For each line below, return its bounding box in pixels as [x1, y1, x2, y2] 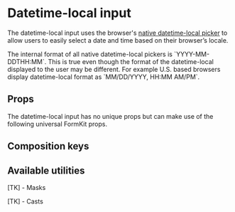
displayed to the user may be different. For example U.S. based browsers [7, 65, 221, 73]
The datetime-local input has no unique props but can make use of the [7, 112, 214, 120]
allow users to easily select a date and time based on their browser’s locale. [7, 36, 229, 44]
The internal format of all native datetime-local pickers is [7, 50, 173, 58]
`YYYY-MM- [173, 50, 210, 58]
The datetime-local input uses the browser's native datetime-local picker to [7, 28, 228, 37]
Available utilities [7, 164, 85, 176]
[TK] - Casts [7, 197, 44, 206]
